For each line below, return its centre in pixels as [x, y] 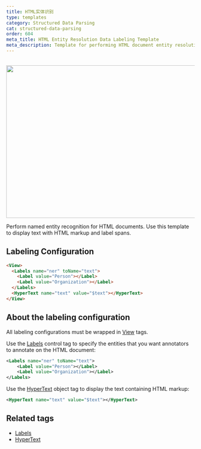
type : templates [26, 17]
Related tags [30, 419]
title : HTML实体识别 [30, 12]
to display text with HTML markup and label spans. [69, 233]
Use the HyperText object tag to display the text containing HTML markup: [98, 389]
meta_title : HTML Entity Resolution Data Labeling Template [83, 40]
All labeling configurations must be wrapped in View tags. [77, 332]
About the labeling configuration [68, 318]
